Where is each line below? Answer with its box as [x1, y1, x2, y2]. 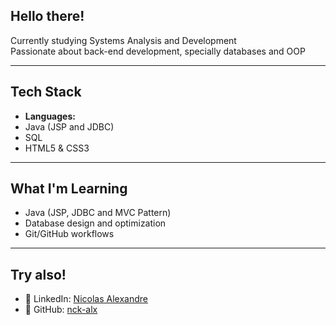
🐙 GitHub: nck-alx [24, 304, 98, 316]
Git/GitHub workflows [24, 228, 115, 240]
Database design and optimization [24, 217, 167, 229]
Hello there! [10, 8, 85, 25]
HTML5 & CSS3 [24, 142, 90, 154]
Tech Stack [10, 84, 82, 101]
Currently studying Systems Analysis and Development [10, 34, 237, 46]
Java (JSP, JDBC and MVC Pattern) [24, 207, 172, 219]
